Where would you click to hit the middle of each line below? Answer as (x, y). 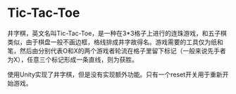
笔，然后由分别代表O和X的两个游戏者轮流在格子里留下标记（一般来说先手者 (117, 51)
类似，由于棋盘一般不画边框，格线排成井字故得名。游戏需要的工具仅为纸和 (115, 42)
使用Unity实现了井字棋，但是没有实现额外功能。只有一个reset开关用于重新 (115, 74)
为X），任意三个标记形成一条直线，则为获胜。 (73, 59)
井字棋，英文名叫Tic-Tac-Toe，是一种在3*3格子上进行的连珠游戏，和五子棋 (117, 33)
